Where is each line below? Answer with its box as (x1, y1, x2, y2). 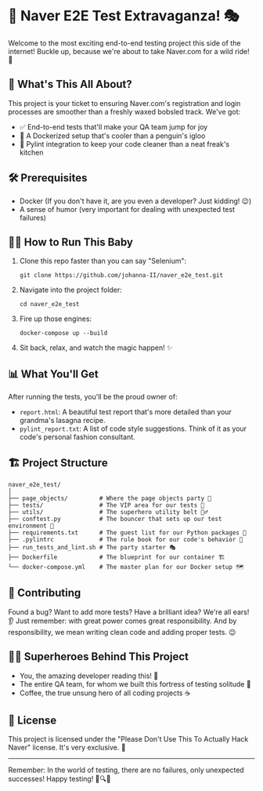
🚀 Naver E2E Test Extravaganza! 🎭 (8, 7, 240, 25)
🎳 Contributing (8, 586, 81, 600)
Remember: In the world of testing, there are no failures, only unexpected (8, 765, 244, 775)
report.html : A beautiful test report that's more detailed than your (19, 407, 232, 417)
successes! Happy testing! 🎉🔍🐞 (8, 775, 111, 784)
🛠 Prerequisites (8, 171, 88, 185)
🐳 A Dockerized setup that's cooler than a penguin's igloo (19, 131, 206, 140)
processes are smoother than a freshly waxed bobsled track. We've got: (8, 107, 241, 116)
